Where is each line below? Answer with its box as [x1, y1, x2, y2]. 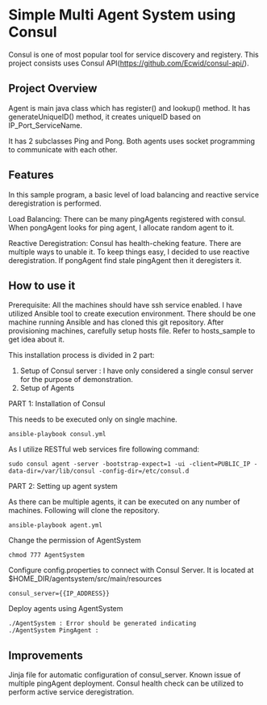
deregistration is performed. [8, 198, 102, 208]
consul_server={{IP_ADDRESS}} [8, 589, 111, 598]
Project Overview [8, 82, 98, 96]
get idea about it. [8, 334, 65, 345]
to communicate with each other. [8, 144, 119, 155]
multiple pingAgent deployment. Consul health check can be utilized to [8, 678, 244, 689]
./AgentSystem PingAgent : [8, 626, 99, 635]
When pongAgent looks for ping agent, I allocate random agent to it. [8, 223, 235, 232]
